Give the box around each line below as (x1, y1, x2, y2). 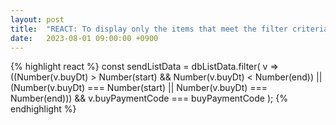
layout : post (10, 14, 65, 25)
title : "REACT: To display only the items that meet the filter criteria (10, 24, 329, 34)
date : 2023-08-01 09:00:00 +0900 (10, 33, 159, 43)
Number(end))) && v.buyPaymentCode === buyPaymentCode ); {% (10, 92, 288, 105)
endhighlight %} (10, 103, 77, 115)
